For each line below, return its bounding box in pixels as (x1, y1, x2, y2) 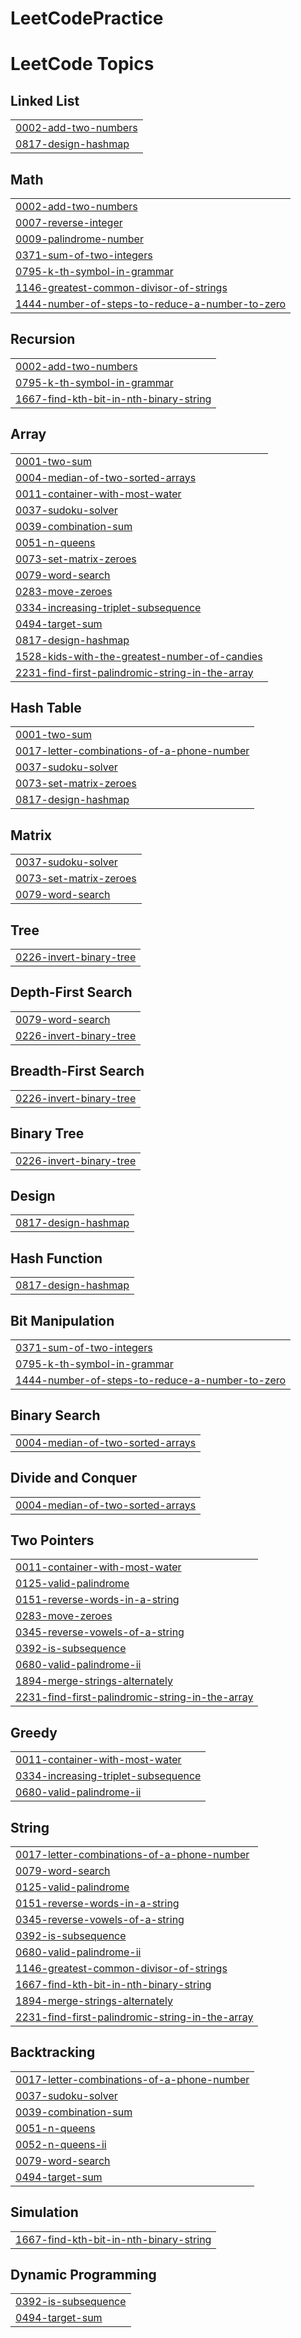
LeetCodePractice (10, 7, 164, 30)
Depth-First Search (10, 984, 133, 1001)
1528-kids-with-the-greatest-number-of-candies (15, 649, 263, 663)
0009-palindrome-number (15, 232, 144, 246)
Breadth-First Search (10, 1063, 145, 1080)
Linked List (10, 92, 80, 109)
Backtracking (10, 2044, 96, 2061)
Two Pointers (10, 1532, 95, 1549)
